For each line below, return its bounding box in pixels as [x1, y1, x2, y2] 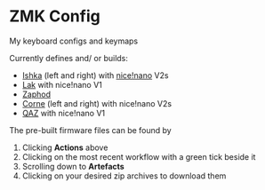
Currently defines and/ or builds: [9, 52, 129, 63]
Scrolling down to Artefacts [21, 161, 124, 171]
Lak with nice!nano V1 [21, 79, 102, 90]
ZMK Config [9, 6, 100, 27]
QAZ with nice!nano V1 [21, 107, 106, 118]
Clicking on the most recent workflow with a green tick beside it [21, 151, 256, 162]
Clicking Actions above [21, 142, 108, 153]
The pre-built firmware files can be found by [9, 124, 172, 135]
